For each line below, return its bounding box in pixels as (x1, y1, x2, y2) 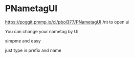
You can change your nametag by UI (5, 28, 79, 34)
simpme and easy (5, 38, 41, 44)
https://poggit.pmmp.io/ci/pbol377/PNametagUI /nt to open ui (5, 19, 130, 25)
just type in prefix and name (5, 47, 62, 53)
